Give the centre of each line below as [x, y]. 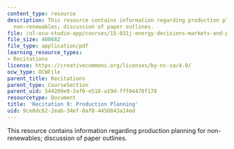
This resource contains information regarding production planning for [107, 130]
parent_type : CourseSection [48, 85]
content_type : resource [42, 14]
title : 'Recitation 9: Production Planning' [73, 104]
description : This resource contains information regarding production [113, 20]
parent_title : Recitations [46, 78]
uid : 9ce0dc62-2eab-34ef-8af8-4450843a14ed [71, 111]
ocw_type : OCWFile [34, 72]
